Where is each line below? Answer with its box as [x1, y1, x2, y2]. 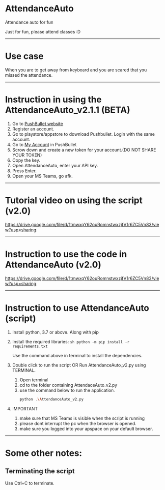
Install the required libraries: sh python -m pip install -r [12, 338, 130, 344]
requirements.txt [12, 344, 48, 349]
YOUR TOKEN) [12, 152, 42, 158]
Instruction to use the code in [5, 248, 127, 260]
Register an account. [12, 126, 55, 132]
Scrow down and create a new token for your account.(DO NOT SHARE [12, 147, 156, 153]
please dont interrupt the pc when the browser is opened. [19, 420, 137, 426]
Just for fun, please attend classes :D [5, 29, 81, 34]
